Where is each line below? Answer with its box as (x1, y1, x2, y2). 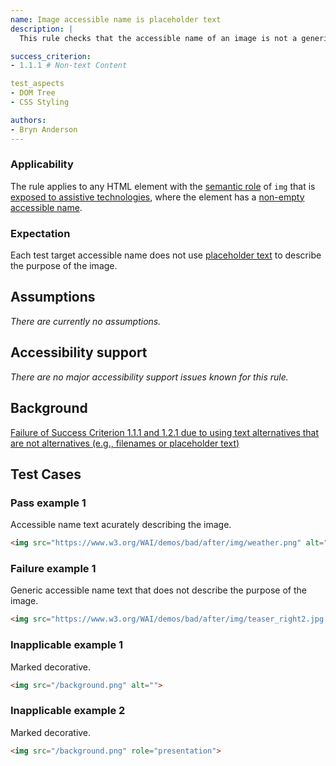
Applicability (10, 157, 74, 171)
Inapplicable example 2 (10, 704, 126, 718)
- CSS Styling (10, 97, 70, 107)
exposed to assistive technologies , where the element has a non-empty (10, 191, 305, 203)
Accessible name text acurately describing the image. (10, 519, 232, 531)
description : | (10, 24, 74, 34)
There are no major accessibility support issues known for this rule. (10, 371, 289, 383)
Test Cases (10, 466, 82, 483)
